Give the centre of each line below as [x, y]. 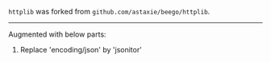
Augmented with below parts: [57, 34]
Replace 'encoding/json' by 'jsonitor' [81, 50]
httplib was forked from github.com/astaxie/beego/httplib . [109, 12]
